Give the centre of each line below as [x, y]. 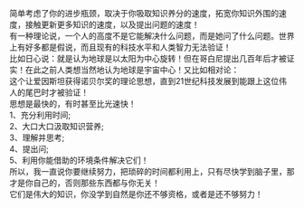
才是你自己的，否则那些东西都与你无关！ [85, 183]
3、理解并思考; [37, 137]
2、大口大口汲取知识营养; [57, 126]
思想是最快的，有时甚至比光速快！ [73, 104]
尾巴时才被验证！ [57, 92]
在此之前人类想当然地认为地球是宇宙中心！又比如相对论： [132, 70]
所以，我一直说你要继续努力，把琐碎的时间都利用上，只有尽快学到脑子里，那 [152, 171]
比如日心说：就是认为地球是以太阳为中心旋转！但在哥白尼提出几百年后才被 [148, 58]
